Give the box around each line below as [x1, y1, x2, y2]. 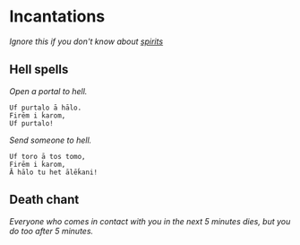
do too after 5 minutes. [9, 225, 94, 236]
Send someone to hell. [9, 135, 92, 145]
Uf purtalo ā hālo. [9, 103, 82, 112]
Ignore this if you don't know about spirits [9, 36, 164, 47]
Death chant [9, 192, 80, 207]
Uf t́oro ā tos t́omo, [9, 152, 87, 161]
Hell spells [9, 62, 69, 77]
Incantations [9, 6, 106, 27]
